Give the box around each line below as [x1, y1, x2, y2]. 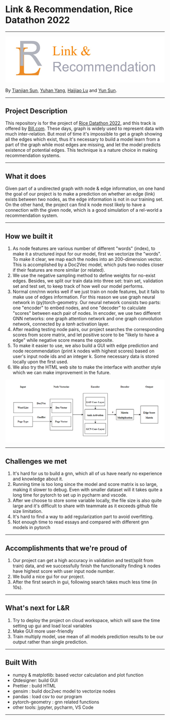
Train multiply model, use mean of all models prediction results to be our [12, 633, 164, 639]
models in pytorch [12, 525, 51, 531]
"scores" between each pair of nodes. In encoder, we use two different [12, 310, 161, 316]
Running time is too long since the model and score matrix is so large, [12, 481, 158, 487]
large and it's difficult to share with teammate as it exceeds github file [12, 503, 158, 509]
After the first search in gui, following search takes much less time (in [12, 579, 157, 585]
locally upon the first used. [12, 359, 68, 365]
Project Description [5, 107, 68, 115]
